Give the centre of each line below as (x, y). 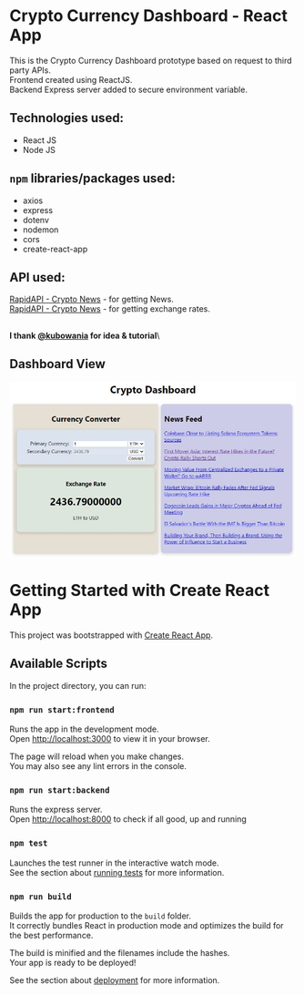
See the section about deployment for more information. (115, 980)
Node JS (39, 149)
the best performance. (51, 936)
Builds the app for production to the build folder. (101, 916)
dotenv (36, 220)
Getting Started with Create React (140, 591)
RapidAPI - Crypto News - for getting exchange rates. (110, 309)
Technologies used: (67, 118)
